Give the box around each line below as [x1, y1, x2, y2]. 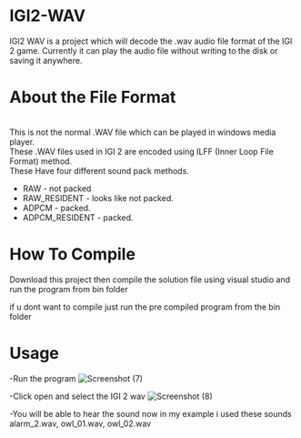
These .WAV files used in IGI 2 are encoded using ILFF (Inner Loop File [9, 146, 275, 157]
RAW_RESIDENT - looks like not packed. [22, 192, 175, 203]
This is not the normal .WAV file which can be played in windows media [9, 127, 276, 138]
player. [9, 136, 35, 147]
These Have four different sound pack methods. [9, 165, 189, 176]
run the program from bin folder [9, 283, 129, 294]
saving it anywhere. [9, 55, 83, 66]
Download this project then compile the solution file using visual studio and [9, 274, 291, 285]
